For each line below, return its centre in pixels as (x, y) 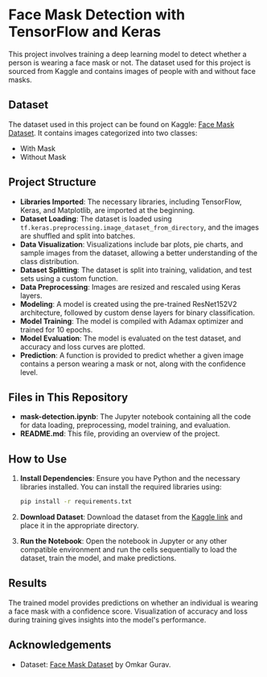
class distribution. (49, 261)
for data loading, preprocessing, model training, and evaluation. (125, 425)
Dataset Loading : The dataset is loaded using (96, 218)
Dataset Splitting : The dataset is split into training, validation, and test (136, 270)
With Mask (38, 148)
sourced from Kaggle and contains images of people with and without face (132, 71)
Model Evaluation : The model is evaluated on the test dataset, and (130, 338)
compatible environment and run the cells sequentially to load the (128, 550)
